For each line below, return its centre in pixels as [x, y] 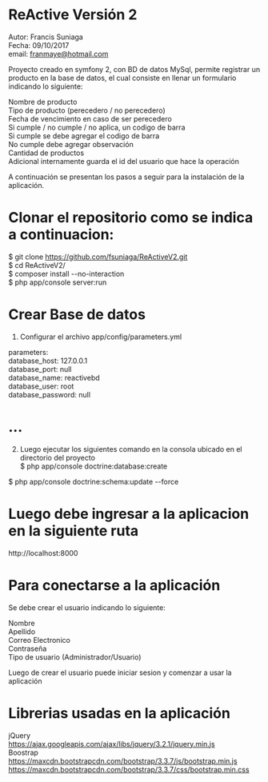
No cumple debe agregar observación [71, 144]
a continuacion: [61, 235]
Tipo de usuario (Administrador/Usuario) [75, 656]
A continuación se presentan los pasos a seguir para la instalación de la [126, 177]
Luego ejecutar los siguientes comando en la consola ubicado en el [131, 449]
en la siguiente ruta [74, 531]
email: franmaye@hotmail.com [58, 54]
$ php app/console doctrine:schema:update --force [94, 481]
